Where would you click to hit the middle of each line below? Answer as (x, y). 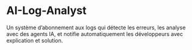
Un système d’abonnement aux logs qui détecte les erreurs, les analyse (96, 27)
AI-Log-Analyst (46, 11)
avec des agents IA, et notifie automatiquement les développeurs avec (95, 34)
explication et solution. (35, 40)
